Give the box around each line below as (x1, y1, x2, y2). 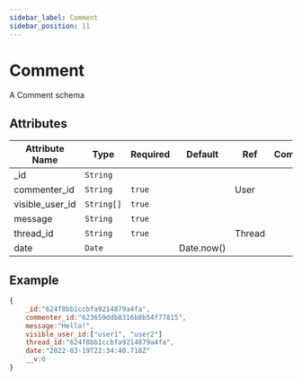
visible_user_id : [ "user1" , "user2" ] (25, 330, 164, 339)
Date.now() (178, 242, 226, 254)
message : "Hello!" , (25, 321, 94, 331)
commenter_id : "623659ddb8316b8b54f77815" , (25, 313, 187, 322)
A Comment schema (9, 90, 85, 101)
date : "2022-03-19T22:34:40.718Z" (25, 347, 151, 356)
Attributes (9, 116, 67, 131)
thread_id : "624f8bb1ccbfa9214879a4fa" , (25, 338, 175, 347)
